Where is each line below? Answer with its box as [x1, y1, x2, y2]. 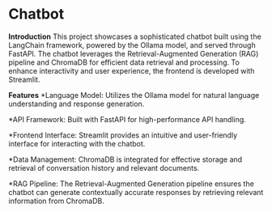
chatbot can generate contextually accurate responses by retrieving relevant [8, 187, 264, 197]
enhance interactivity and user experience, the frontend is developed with [8, 66, 255, 75]
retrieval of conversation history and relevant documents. [8, 163, 200, 172]
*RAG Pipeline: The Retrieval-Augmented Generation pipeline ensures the [8, 179, 255, 189]
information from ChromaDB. [8, 196, 105, 206]
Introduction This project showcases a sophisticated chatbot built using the [8, 32, 261, 41]
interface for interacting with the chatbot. [8, 138, 146, 148]
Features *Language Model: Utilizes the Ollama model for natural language [8, 90, 260, 100]
